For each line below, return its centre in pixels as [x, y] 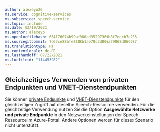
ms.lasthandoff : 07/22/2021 [34, 55]
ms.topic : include [24, 23]
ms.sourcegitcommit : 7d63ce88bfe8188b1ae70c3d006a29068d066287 [71, 42]
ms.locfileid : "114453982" [33, 60]
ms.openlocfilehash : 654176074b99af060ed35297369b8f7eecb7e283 [71, 37]
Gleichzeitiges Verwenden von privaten [67, 80]
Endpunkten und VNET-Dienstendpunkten [71, 87]
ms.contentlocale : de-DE [30, 51]
